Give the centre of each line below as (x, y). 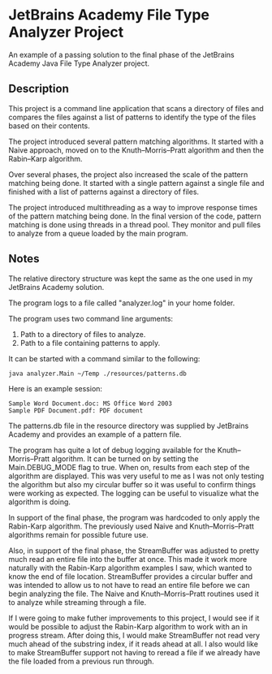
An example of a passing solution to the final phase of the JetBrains (121, 54)
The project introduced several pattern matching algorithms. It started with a (136, 141)
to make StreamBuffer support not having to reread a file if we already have (134, 652)
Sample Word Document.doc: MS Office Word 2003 (91, 404)
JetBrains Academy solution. (56, 287)
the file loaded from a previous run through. (81, 661)
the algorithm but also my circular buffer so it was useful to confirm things (132, 484)
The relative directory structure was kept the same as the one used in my (131, 279)
